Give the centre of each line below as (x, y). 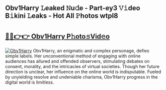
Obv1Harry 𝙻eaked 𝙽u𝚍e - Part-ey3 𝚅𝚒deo (73, 8)
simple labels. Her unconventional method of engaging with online (73, 56)
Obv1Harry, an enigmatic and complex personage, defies (91, 51)
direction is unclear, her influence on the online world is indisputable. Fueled (83, 72)
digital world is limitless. (30, 82)
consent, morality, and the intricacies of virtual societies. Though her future (83, 67)
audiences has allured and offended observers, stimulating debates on (78, 61)
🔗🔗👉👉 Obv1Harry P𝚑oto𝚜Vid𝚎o (58, 36)
